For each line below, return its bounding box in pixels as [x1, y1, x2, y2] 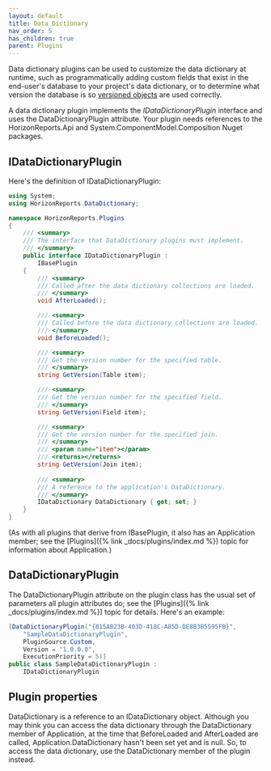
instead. [8, 754, 36, 765]
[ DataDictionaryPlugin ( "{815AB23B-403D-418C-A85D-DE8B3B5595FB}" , [8, 622, 237, 631]
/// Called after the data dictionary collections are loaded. [37, 282, 255, 290]
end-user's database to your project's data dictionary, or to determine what [8, 82, 260, 91]
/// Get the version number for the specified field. [37, 393, 222, 401]
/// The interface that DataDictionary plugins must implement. [23, 236, 244, 245]
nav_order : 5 [8, 27, 53, 35]
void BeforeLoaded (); [37, 333, 111, 342]
